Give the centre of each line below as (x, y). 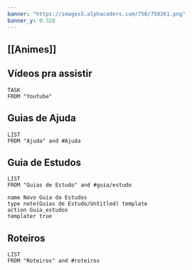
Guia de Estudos (44, 162)
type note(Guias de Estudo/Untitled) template (78, 204)
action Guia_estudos (38, 210)
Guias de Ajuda (42, 118)
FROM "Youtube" (30, 96)
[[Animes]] (32, 50)
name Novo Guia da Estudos (47, 198)
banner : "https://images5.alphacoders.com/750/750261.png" (97, 14)
